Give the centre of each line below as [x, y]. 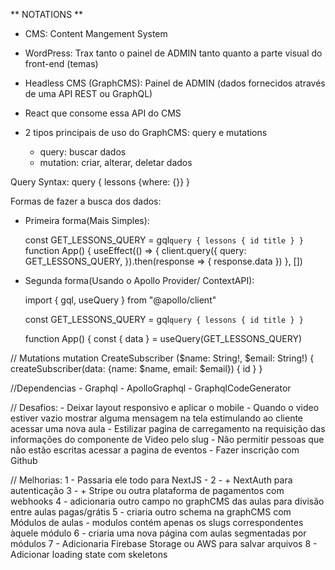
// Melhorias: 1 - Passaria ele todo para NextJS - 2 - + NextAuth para [151, 480]
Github [24, 460]
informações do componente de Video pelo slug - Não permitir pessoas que [167, 439]
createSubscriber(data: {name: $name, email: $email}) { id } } [136, 368]
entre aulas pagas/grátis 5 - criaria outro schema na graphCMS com [151, 512]
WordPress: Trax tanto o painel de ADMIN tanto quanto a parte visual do [173, 53]
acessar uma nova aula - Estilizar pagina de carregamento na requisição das [168, 428]
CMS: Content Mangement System [96, 33]
